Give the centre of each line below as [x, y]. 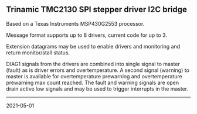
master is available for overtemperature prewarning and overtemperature [94, 76]
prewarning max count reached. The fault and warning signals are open [93, 82]
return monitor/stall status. [38, 53]
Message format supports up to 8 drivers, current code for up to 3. [86, 35]
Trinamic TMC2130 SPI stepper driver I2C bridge [97, 10]
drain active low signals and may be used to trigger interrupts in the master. [97, 89]
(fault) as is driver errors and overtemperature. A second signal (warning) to [98, 70]
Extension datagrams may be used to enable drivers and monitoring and [93, 46]
